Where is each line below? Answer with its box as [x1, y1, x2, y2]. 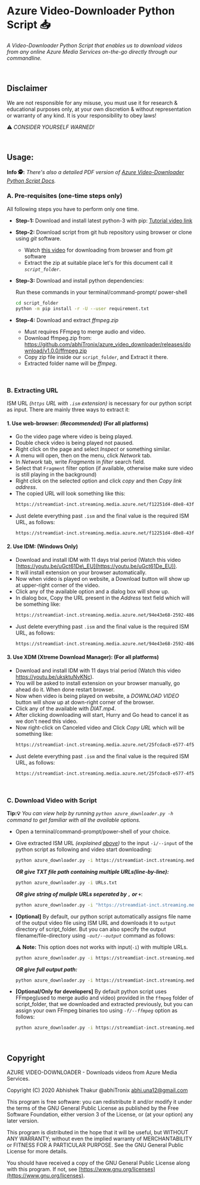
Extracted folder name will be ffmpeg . [24, 360, 117, 367]
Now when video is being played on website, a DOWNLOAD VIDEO [15, 692, 179, 700]
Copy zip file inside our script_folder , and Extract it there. [24, 353, 168, 360]
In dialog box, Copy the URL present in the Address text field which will [15, 595, 190, 602]
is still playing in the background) [15, 471, 97, 478]
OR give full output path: [15, 966, 78, 973]
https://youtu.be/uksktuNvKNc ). [15, 673, 94, 680]
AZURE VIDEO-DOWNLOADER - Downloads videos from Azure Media [7, 1069, 177, 1076]
